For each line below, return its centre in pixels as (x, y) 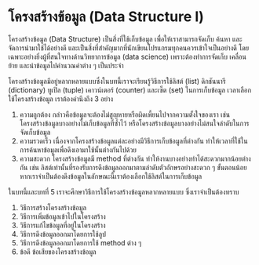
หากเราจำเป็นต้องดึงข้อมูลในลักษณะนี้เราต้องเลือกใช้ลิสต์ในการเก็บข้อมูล (111, 176)
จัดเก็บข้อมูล (35, 132)
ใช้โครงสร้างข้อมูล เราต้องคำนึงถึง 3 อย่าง (61, 99)
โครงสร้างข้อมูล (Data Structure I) (106, 17)
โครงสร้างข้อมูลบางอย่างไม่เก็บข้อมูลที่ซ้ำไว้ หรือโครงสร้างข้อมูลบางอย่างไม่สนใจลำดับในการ (134, 123)
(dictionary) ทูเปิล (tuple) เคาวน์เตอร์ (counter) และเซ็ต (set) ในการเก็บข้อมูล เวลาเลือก (130, 89)
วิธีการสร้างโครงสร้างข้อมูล (53, 207)
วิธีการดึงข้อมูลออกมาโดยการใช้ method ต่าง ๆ (80, 242)
